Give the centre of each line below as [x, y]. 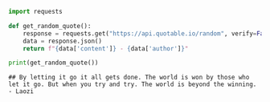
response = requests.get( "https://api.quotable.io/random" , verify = [140, 33]
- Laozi [21, 92]
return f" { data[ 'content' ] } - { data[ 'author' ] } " [106, 48]
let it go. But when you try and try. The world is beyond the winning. [133, 84]
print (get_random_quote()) [53, 63]
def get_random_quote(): [50, 26]
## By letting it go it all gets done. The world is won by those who [129, 78]
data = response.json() [63, 41]
